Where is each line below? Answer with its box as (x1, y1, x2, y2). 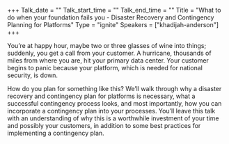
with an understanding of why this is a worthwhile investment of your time (7, 114, 219, 122)
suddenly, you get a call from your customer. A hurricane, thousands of (7, 49, 212, 57)
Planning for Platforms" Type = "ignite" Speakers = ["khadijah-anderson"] (7, 21, 219, 29)
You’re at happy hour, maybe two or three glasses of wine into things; (7, 42, 207, 49)
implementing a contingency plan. (7, 129, 104, 137)
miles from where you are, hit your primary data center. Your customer (7, 56, 209, 65)
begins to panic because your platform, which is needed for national (7, 64, 203, 72)
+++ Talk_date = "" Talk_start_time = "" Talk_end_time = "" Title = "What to (7, 6, 221, 14)
